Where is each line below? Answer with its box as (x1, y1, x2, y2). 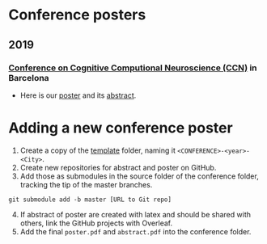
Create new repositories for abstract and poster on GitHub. (19, 162, 217, 172)
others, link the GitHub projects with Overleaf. (19, 218, 172, 228)
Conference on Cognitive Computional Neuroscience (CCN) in (8, 62, 257, 74)
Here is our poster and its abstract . (19, 90, 137, 100)
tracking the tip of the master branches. (19, 179, 153, 189)
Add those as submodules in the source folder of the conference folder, (19, 171, 259, 181)
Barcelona (8, 72, 50, 83)
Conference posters (8, 6, 146, 24)
